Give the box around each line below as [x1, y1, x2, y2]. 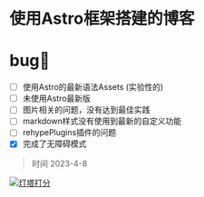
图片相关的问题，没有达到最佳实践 [22, 104, 151, 115]
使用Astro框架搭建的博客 [9, 8, 195, 29]
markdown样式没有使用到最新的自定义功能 [22, 115, 182, 127]
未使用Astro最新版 [22, 93, 91, 104]
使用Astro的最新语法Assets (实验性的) [22, 82, 164, 93]
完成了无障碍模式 [22, 138, 87, 150]
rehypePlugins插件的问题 [22, 127, 116, 138]
